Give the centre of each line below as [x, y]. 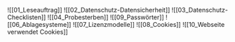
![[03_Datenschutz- [200, 10]
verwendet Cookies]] [38, 32]
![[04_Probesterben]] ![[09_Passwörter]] [106, 17]
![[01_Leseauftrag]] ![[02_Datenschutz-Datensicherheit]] [89, 10]
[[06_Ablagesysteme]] [39, 24]
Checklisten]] [27, 17]
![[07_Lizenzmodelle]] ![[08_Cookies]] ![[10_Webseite [149, 24]
